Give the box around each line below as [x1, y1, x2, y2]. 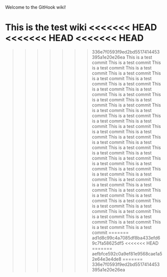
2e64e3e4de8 [92, 256, 122, 262]
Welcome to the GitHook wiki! [5, 4, 66, 10]
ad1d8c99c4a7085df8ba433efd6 [92, 234, 161, 240]
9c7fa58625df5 [92, 240, 124, 246]
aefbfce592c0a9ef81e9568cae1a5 [92, 250, 163, 256]
